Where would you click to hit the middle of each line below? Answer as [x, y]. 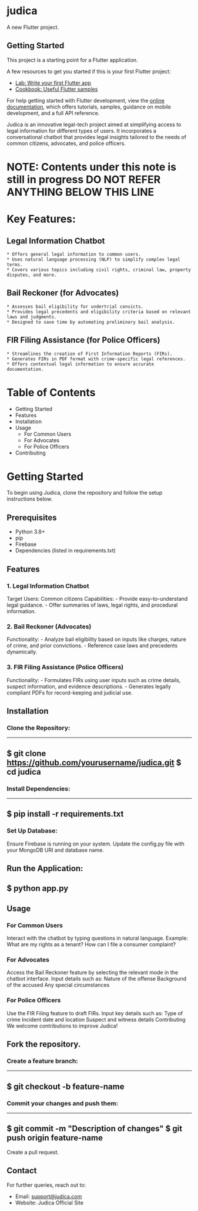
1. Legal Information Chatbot [48, 586]
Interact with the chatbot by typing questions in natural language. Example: [98, 938]
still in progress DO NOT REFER [84, 180]
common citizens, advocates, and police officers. [66, 143]
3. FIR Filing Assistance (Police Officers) [65, 667]
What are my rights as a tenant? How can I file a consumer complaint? [91, 945]
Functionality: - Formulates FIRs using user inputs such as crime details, [94, 680]
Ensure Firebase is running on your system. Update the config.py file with [95, 844]
